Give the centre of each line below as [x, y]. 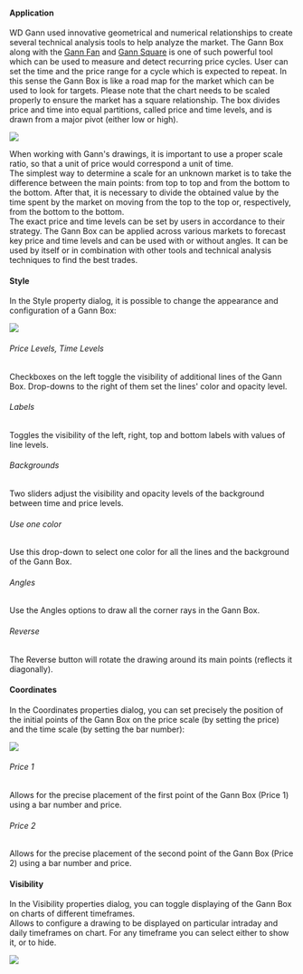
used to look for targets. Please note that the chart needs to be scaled [140, 91]
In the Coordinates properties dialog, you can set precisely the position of [147, 710]
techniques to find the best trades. [74, 260]
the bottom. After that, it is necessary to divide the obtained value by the [144, 193]
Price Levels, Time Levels [57, 348]
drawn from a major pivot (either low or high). [94, 120]
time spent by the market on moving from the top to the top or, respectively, [150, 202]
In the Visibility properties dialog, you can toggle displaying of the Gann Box [151, 904]
